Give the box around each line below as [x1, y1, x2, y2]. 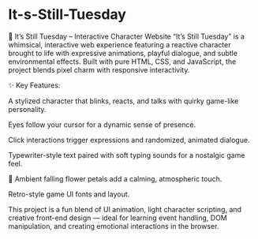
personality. [8, 104, 47, 114]
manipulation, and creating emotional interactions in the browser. [8, 221, 219, 230]
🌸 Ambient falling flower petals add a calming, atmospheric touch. [8, 174, 222, 183]
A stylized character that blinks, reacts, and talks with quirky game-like [8, 96, 239, 106]
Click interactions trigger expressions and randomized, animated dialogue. [8, 135, 250, 144]
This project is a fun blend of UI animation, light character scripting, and [8, 204, 242, 214]
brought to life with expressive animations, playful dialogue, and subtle [8, 48, 238, 58]
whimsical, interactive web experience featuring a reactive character [8, 39, 231, 49]
